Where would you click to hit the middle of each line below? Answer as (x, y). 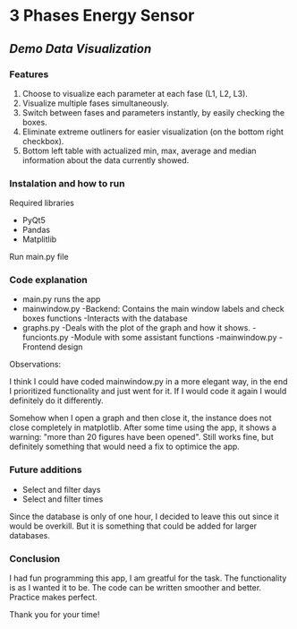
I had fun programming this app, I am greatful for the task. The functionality (148, 578)
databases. (30, 535)
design (70, 347)
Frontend (39, 347)
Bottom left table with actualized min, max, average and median (139, 151)
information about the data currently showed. (106, 160)
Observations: (35, 365)
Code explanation (48, 280)
